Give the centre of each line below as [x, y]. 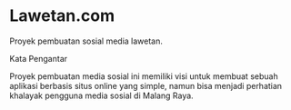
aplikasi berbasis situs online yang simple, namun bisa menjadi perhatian [146, 85]
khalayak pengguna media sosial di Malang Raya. [101, 95]
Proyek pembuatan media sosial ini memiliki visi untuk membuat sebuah [144, 76]
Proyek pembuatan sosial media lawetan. [86, 41]
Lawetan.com [62, 16]
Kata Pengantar [39, 58]
